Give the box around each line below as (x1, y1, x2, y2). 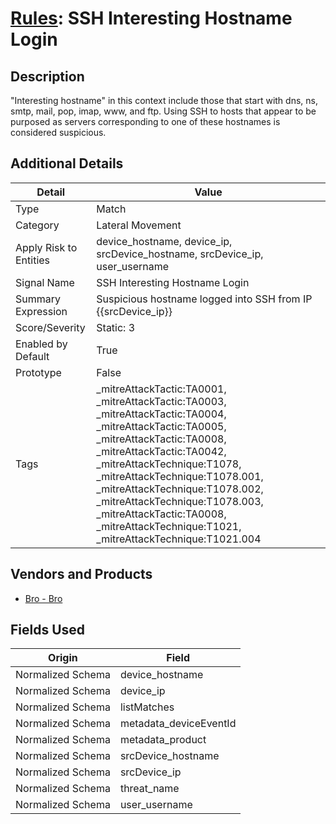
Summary (15, 292, 62, 306)
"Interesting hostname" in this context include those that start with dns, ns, (10, 95, 318, 106)
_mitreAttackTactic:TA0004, (96, 407, 227, 421)
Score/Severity (15, 320, 86, 334)
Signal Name (15, 275, 75, 289)
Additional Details (10, 155, 124, 172)
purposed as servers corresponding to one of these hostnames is (10, 116, 281, 127)
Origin (48, 651, 78, 665)
